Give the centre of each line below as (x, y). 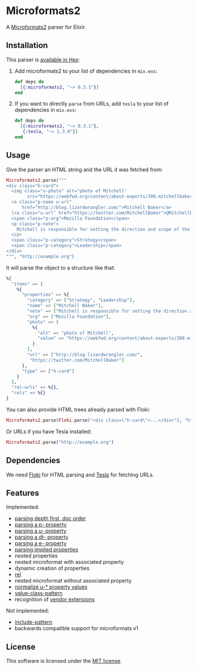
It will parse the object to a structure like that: (61, 267)
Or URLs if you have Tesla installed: (49, 431)
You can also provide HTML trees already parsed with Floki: (78, 409)
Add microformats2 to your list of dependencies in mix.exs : (86, 71)
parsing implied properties (46, 550)
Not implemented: (28, 611)
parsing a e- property (40, 543)
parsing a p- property (40, 525)
